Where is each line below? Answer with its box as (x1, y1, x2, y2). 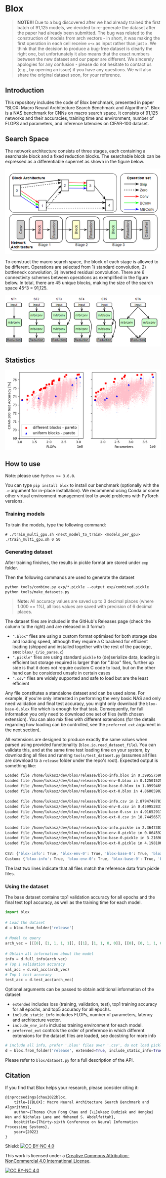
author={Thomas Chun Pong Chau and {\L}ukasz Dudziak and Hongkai (14, 1109, 154, 1115)
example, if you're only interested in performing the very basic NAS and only (5, 695, 161, 701)
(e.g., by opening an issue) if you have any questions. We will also (17, 66, 152, 72)
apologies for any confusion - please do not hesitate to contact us (17, 61, 152, 67)
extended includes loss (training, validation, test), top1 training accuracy (12, 1001, 157, 1007)
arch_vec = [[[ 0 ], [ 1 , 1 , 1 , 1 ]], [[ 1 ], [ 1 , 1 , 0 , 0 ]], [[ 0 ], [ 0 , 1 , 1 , (5, 941, 158, 946)
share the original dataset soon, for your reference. (17, 72, 122, 78)
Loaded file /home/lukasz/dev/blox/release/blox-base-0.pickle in (5, 836, 145, 841)
